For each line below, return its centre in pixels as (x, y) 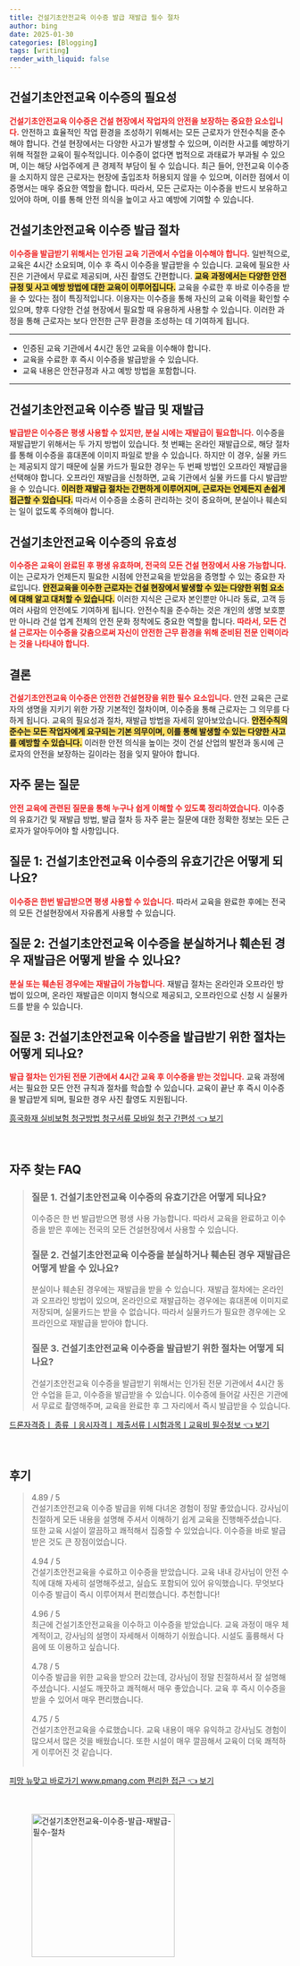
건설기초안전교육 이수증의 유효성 (93, 542)
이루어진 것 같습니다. (77, 1752)
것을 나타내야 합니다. (54, 644)
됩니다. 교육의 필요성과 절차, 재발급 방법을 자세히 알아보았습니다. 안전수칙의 (157, 721)
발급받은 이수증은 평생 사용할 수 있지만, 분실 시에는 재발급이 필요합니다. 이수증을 (147, 433)
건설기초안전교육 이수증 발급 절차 (95, 231)
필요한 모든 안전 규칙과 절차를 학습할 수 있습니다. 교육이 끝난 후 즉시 (143, 1088)
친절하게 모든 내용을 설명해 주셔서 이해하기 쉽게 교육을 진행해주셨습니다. (156, 1519)
